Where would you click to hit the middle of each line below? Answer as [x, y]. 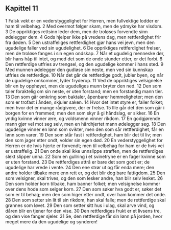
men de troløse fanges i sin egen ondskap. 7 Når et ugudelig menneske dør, [85, 53]
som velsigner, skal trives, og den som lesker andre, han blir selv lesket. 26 [84, 178]
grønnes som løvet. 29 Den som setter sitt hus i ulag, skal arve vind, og [80, 205]
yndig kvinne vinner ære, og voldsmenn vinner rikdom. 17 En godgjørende [83, 118]
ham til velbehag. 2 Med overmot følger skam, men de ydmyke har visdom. [84, 26]
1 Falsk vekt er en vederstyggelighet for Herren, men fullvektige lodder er [82, 20]
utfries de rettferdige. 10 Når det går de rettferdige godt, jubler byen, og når [84, 75]
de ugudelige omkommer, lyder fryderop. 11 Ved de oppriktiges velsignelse [84, 80]
